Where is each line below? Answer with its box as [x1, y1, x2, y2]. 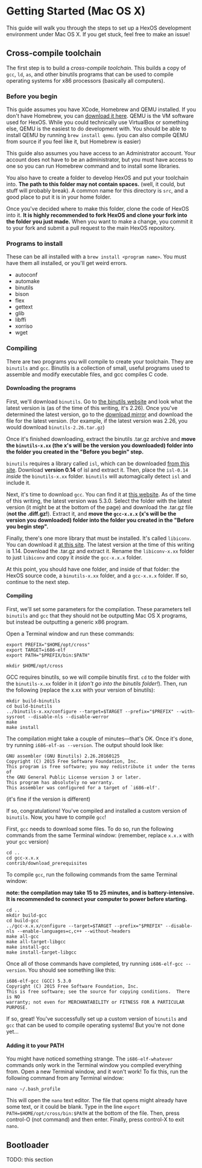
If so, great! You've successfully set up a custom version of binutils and [6, 1015, 188, 1022]
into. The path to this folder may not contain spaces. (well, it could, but [6, 181, 186, 188]
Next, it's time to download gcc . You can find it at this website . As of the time [6, 490, 197, 498]
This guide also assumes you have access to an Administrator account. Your [6, 150, 196, 157]
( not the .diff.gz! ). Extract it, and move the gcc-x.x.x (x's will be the [6, 510, 177, 517]
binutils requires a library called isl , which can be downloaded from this [6, 460, 190, 467]
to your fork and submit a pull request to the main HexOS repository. [6, 225, 176, 232]
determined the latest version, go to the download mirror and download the [6, 411, 193, 418]
